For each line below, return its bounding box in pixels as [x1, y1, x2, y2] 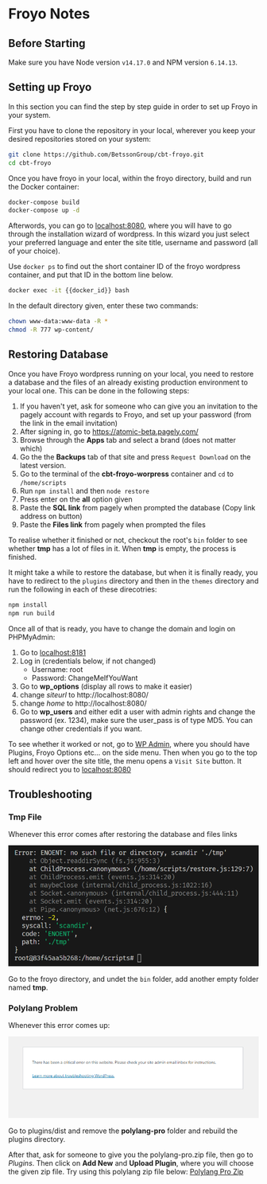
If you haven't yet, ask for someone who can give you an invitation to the [19, 401, 258, 411]
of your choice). [8, 246, 61, 256]
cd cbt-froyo [8, 158, 52, 167]
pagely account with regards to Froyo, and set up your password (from [19, 409, 252, 419]
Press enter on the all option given [19, 494, 133, 504]
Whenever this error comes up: [8, 1021, 110, 1030]
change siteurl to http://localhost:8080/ [19, 690, 149, 699]
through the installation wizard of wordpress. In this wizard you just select [8, 229, 250, 239]
